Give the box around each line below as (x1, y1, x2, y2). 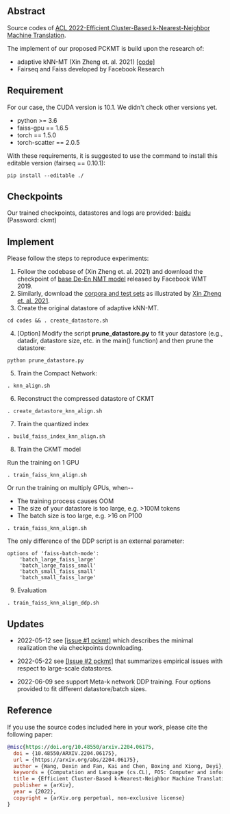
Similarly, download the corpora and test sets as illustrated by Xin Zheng (16, 290, 222, 298)
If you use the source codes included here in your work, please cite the (7, 723, 207, 731)
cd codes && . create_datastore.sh (7, 317, 109, 325)
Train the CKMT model (16, 445, 81, 454)
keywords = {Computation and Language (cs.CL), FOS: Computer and (13, 769, 207, 776)
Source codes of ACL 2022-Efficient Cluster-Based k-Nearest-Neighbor (7, 23, 210, 32)
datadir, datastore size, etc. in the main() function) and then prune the (16, 336, 214, 345)
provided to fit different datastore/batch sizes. (16, 685, 147, 693)
